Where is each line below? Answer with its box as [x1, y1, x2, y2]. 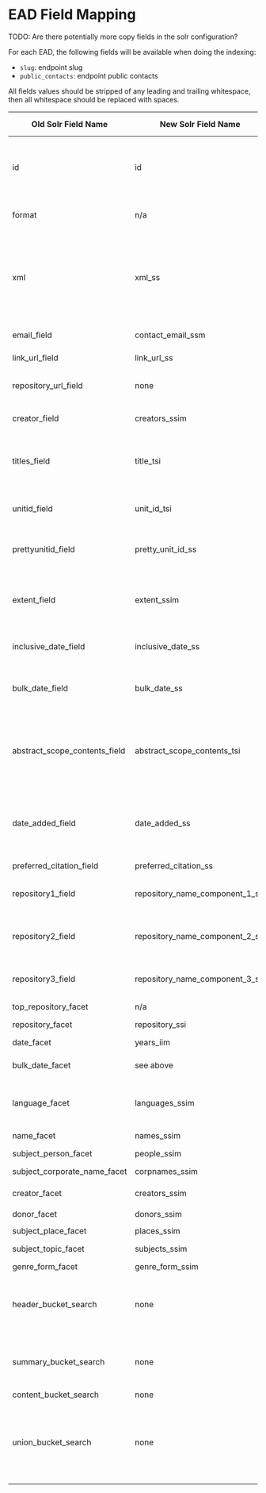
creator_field [12, 413, 59, 424]
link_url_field [12, 352, 59, 363]
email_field [12, 329, 53, 341]
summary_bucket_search [12, 1356, 105, 1367]
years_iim [134, 1037, 170, 1048]
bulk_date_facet [12, 1060, 71, 1071]
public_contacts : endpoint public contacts [19, 71, 158, 80]
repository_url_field [12, 379, 83, 391]
